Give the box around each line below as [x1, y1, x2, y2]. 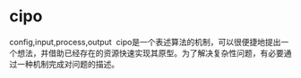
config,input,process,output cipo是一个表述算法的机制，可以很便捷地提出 [9, 36, 281, 47]
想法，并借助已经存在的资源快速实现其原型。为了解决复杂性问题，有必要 [16, 47, 284, 58]
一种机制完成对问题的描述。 [16, 58, 119, 69]
